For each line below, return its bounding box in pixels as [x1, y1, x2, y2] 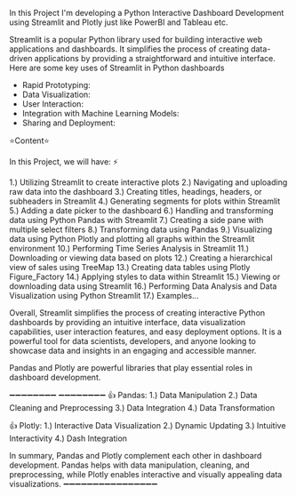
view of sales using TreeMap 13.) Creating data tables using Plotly [9, 262, 251, 272]
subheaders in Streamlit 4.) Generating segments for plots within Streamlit [9, 196, 281, 206]
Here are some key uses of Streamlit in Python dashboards [9, 62, 225, 73]
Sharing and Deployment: [21, 117, 116, 128]
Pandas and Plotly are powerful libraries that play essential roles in [9, 363, 253, 372]
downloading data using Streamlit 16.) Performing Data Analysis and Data [9, 281, 277, 292]
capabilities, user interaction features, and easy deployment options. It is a [9, 326, 283, 337]
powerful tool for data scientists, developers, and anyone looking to [9, 336, 256, 346]
